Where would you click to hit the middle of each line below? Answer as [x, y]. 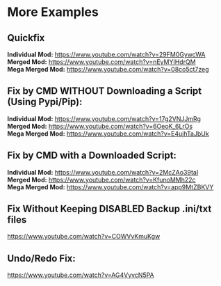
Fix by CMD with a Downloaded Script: [92, 156]
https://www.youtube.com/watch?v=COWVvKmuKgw [84, 237]
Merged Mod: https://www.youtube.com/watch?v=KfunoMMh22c [101, 180]
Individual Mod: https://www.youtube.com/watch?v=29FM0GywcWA [107, 54]
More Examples [53, 12]
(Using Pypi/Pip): [45, 102]
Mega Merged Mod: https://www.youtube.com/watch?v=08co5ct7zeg [108, 69]
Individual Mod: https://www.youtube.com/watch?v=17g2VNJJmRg [104, 118]
